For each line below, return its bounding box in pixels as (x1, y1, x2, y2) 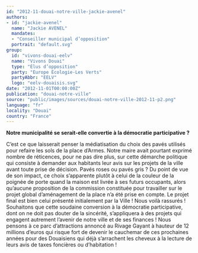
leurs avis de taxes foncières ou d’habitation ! (6, 241, 117, 248)
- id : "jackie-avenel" (6, 20, 62, 25)
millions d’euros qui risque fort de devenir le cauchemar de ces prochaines (6, 229, 189, 236)
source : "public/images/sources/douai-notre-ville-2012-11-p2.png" (6, 96, 177, 102)
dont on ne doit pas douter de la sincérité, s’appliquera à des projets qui (6, 210, 182, 217)
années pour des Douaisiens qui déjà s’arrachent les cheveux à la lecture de (6, 235, 193, 242)
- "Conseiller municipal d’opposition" (11, 36, 110, 42)
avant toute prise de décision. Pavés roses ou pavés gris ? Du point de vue (6, 166, 189, 173)
